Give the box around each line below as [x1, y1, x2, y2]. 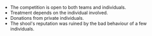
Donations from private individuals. [10, 15, 84, 21]
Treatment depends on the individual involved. [10, 10, 108, 16]
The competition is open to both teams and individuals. [10, 5, 126, 10]
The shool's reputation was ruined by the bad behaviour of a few [10, 20, 147, 26]
